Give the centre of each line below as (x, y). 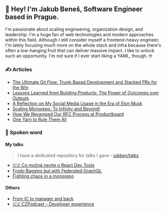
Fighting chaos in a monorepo (43, 176)
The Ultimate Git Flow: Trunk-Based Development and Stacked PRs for (85, 82)
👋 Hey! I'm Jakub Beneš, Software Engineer (74, 9)
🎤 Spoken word (24, 132)
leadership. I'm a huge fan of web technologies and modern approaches (79, 34)
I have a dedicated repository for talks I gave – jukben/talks (78, 155)
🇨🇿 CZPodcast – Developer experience (53, 204)
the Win (20, 88)
